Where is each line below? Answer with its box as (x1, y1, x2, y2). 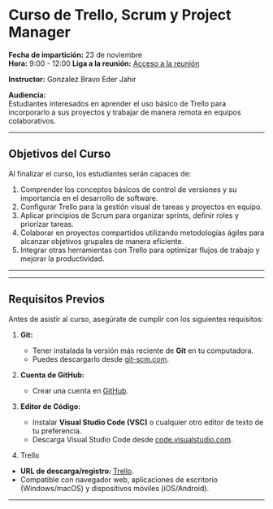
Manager (8, 23, 71, 41)
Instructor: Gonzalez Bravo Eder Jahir (8, 74, 136, 84)
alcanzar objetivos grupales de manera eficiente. (19, 236, 184, 246)
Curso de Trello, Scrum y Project (8, 6, 232, 24)
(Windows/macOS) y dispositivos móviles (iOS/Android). (19, 483, 210, 493)
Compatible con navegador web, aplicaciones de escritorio (19, 474, 218, 485)
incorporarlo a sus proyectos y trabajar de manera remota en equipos (8, 107, 241, 117)
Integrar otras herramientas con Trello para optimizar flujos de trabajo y (19, 245, 260, 254)
